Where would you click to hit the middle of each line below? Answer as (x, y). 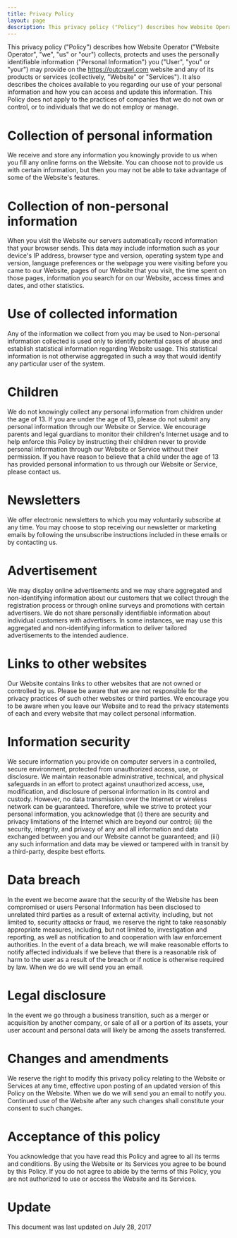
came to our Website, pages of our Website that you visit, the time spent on (117, 271)
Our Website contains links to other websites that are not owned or (104, 683)
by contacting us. (32, 542)
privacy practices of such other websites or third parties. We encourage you (118, 698)
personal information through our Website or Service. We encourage (107, 427)
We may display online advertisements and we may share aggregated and (115, 590)
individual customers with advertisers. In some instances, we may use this (115, 620)
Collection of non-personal (88, 206)
